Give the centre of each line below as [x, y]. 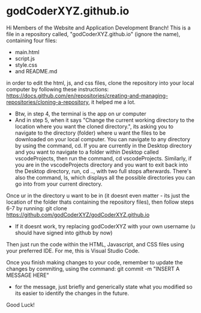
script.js [25, 58]
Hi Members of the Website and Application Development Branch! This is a [98, 28]
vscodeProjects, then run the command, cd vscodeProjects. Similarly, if [103, 158]
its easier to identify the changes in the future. [72, 293]
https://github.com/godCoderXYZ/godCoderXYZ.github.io [78, 214]
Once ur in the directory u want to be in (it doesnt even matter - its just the [98, 195]
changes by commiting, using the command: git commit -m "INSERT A [93, 269]
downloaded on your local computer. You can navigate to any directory [103, 139]
